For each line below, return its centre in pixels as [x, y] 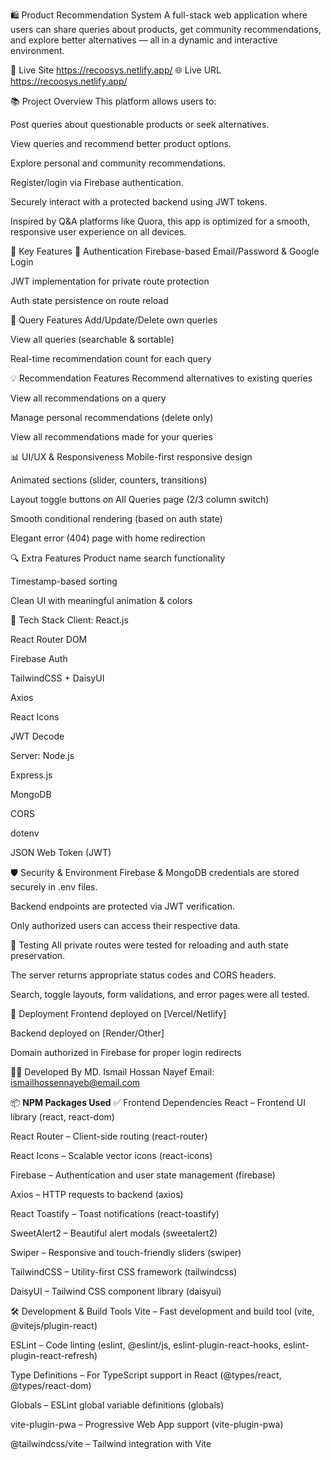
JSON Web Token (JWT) [61, 852]
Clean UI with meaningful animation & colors [101, 600]
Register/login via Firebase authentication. [97, 182]
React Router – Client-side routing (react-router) [109, 1136]
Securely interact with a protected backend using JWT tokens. [139, 202]
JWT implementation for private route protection [110, 281]
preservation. [38, 955]
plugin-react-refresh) [54, 1355]
